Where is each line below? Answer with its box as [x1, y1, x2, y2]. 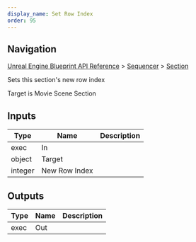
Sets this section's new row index [7, 76, 105, 84]
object [11, 154, 32, 164]
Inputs [7, 110, 37, 122]
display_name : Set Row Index [7, 10, 93, 18]
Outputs [7, 190, 45, 202]
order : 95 [7, 17, 37, 24]
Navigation [7, 43, 57, 55]
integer [11, 166, 35, 175]
